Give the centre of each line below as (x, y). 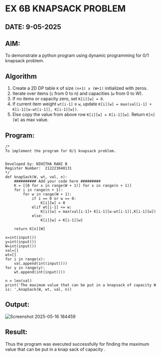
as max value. (34, 120)
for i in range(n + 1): (39, 190)
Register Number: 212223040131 (38, 169)
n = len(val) (19, 281)
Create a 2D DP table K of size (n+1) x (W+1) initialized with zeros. (80, 88)
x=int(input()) (21, 238)
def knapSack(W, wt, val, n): (36, 177)
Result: (16, 332)
